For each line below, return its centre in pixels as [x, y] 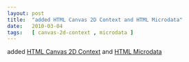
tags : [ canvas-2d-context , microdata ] [70, 32]
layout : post [26, 13]
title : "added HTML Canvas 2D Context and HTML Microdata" [95, 20]
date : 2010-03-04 [35, 26]
